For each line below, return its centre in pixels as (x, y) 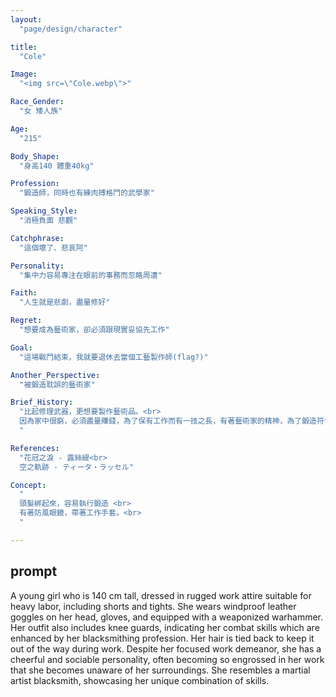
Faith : (24, 293)
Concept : (28, 485)
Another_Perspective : (55, 375)
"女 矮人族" (41, 111)
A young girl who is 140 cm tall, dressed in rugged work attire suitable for (161, 595)
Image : (24, 74)
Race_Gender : (37, 102)
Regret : (26, 321)
